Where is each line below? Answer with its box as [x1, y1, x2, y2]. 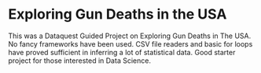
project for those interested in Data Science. [8, 56, 152, 65]
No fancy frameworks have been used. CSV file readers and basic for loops [8, 39, 253, 48]
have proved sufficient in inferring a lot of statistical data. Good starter [8, 47, 236, 57]
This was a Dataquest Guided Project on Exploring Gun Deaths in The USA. [8, 31, 252, 40]
